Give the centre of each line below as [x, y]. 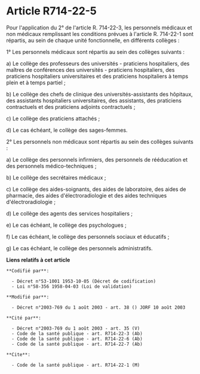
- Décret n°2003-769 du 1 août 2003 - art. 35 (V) [76, 328]
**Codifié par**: [28, 270]
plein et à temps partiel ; [36, 83]
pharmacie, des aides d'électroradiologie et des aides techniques [87, 195]
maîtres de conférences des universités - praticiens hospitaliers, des [90, 69]
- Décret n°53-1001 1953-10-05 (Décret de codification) [84, 281]
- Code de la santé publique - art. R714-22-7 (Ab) [77, 344]
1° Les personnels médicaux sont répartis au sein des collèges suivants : [96, 51]
